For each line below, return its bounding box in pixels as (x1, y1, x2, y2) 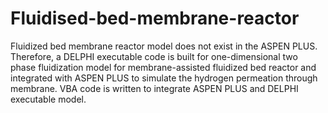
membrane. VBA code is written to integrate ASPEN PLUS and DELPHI (10, 82, 299, 94)
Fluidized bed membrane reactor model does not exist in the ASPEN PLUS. (10, 40, 318, 52)
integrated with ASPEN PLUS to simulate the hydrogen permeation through (10, 72, 318, 84)
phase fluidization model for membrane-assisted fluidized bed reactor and (10, 61, 317, 73)
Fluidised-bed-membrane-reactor (10, 7, 300, 30)
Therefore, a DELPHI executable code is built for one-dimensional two (10, 50, 298, 62)
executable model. (10, 93, 87, 105)
